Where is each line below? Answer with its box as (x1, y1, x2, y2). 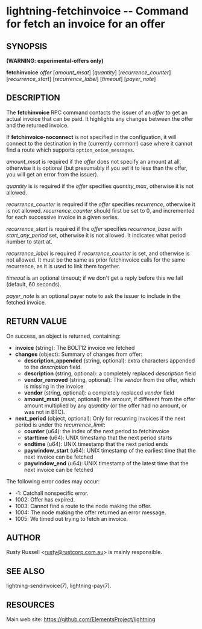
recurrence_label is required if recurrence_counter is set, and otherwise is (6, 250, 190, 257)
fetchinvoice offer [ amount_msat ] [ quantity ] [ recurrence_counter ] (6, 69, 171, 76)
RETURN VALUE (6, 316, 68, 327)
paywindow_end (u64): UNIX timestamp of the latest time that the (24, 459, 189, 466)
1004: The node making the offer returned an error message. (14, 509, 166, 516)
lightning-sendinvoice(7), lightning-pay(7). (6, 582, 112, 590)
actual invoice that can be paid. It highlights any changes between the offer (6, 115, 194, 122)
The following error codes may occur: (6, 477, 100, 485)
